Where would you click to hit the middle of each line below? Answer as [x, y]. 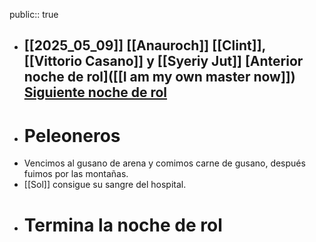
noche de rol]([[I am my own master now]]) [159, 77]
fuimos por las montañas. [76, 174]
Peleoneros [72, 135]
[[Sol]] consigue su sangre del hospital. [105, 185]
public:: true [34, 14]
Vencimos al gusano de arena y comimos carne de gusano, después [164, 163]
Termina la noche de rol [123, 225]
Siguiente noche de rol [95, 92]
